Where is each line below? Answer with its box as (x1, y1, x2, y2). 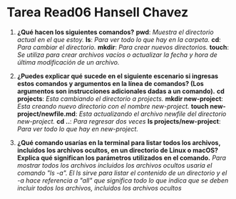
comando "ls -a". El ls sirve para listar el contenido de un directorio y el (16, 168, 227, 177)
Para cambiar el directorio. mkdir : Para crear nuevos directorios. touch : (16, 43, 230, 51)
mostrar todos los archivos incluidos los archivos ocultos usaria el (16, 161, 212, 169)
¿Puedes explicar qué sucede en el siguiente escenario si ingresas (16, 72, 219, 80)
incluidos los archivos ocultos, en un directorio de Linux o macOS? (16, 146, 219, 154)
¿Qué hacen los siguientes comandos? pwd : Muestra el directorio (16, 28, 215, 36)
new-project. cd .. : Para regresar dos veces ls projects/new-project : (16, 117, 221, 125)
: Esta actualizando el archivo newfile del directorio (75, 109, 227, 118)
